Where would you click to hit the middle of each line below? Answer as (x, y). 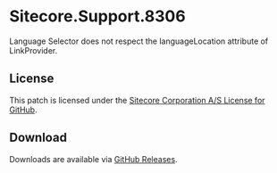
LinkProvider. (34, 50)
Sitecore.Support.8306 (97, 16)
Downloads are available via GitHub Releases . (93, 159)
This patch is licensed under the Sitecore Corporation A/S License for (137, 100)
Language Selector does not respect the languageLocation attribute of (139, 41)
